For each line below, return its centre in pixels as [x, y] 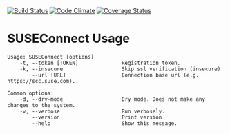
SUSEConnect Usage [68, 39]
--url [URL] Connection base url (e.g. [115, 75]
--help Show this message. [105, 123]
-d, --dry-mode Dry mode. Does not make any [113, 99]
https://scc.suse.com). [41, 81]
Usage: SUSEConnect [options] [51, 57]
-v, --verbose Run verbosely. [93, 111]
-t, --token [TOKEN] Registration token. [100, 63]
